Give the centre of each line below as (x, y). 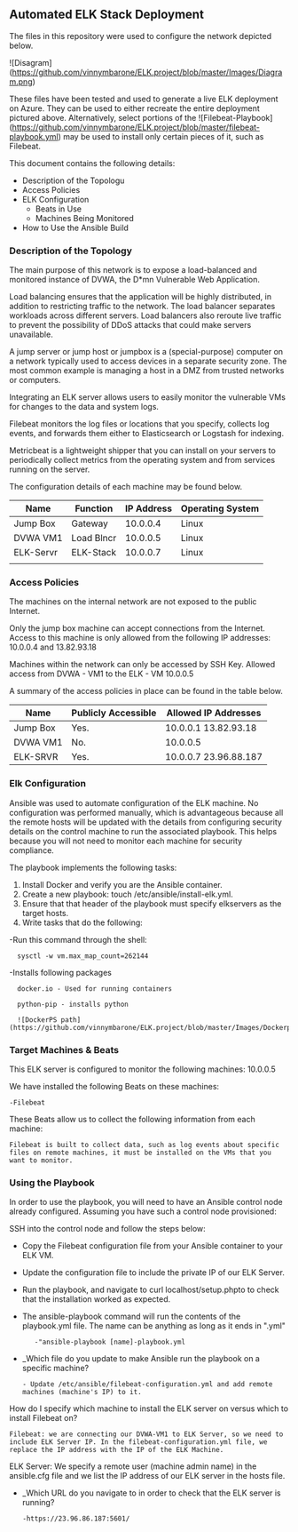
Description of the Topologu (73, 180)
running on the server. (50, 469)
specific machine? (55, 1368)
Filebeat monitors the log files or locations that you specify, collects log (140, 424)
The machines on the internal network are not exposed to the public (133, 602)
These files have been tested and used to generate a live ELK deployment (144, 99)
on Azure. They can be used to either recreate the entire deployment (134, 108)
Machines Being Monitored (85, 218)
